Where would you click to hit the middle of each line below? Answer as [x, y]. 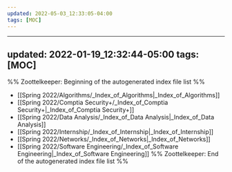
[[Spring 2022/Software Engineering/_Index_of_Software [98, 146]
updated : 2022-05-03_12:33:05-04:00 [60, 13]
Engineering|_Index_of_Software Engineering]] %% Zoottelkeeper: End [118, 154]
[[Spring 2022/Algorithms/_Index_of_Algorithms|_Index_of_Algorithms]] [118, 95]
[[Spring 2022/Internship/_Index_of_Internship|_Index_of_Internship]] [115, 132]
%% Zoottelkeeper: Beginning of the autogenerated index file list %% [106, 82]
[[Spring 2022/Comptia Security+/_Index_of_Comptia [93, 103]
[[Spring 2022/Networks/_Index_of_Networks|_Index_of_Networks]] [114, 140]
